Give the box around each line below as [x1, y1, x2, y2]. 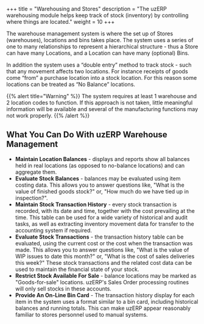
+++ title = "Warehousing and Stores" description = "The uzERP [6, 5, 167, 12]
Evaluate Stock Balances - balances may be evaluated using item [15, 175, 181, 182]
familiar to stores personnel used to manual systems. [15, 311, 148, 318]
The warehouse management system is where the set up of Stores [6, 30, 174, 37]
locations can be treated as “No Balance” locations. [6, 81, 136, 88]
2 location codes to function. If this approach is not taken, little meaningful [6, 99, 193, 106]
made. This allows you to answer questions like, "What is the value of [15, 246, 189, 253]
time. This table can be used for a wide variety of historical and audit [15, 214, 188, 221]
